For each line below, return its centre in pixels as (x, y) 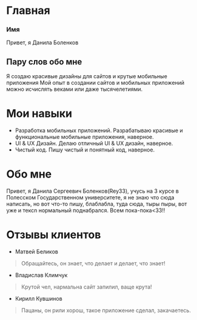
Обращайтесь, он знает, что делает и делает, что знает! (93, 264)
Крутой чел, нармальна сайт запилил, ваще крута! (87, 287)
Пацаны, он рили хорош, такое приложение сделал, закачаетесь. (106, 310)
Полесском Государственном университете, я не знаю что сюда (90, 198)
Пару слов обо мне (44, 62)
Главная (28, 11)
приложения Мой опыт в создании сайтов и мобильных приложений (95, 83)
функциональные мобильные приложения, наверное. (84, 137)
